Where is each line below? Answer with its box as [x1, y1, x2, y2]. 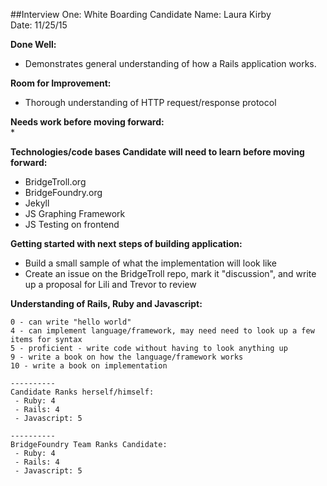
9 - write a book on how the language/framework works [10, 352, 244, 362]
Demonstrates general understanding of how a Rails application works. [24, 58, 317, 69]
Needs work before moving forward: [10, 116, 165, 128]
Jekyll [24, 197, 50, 209]
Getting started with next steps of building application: [10, 238, 243, 249]
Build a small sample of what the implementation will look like [24, 257, 277, 269]
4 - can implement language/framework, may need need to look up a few [10, 326, 315, 336]
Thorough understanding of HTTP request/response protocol [24, 97, 277, 108]
